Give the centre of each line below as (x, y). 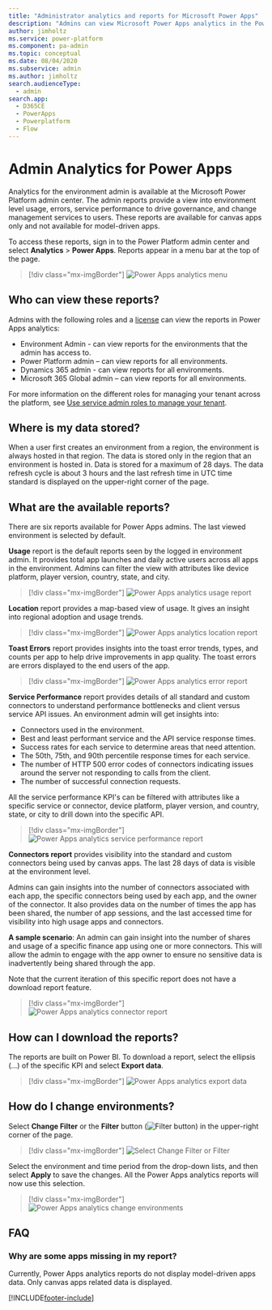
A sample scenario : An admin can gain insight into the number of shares (130, 937)
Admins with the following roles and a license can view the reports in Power (134, 319)
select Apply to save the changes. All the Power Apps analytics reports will (134, 1175)
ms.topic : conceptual (45, 53)
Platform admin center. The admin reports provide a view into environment (132, 200)
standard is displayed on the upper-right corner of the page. (108, 482)
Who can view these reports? (84, 300)
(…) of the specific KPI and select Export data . (86, 1065)
